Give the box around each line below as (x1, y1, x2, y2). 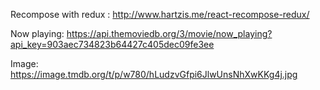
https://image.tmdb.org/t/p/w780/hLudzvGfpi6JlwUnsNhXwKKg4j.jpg (10, 69, 298, 80)
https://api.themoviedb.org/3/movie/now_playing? (66, 28, 273, 39)
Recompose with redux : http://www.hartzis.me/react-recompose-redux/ (10, 9, 310, 20)
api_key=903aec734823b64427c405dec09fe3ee (10, 39, 215, 50)
